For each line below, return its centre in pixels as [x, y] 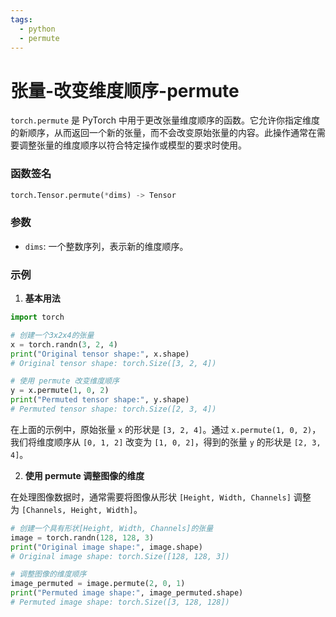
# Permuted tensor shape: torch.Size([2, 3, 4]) [113, 409]
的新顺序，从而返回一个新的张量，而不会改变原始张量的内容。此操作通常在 [163, 133]
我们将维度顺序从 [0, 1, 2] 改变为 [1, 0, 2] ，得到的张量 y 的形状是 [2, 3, [166, 442]
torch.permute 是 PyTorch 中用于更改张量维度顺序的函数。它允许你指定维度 [165, 120]
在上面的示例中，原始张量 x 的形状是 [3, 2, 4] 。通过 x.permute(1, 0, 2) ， [166, 429]
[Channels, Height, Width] [77, 510]
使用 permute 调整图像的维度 [84, 475]
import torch [37, 317]
